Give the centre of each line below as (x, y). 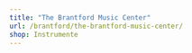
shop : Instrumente (44, 34)
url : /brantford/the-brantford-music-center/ (96, 26)
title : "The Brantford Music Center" (80, 18)
